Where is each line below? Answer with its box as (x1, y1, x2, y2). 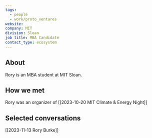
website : (5, 21, 23, 26)
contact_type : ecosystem (5, 40, 57, 45)
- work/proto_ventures (9, 16, 57, 21)
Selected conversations (5, 113, 81, 122)
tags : (5, 7, 16, 12)
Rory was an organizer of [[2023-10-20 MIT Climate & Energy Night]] (5, 99, 147, 105)
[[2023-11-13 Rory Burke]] (5, 127, 59, 133)
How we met (5, 86, 45, 94)
